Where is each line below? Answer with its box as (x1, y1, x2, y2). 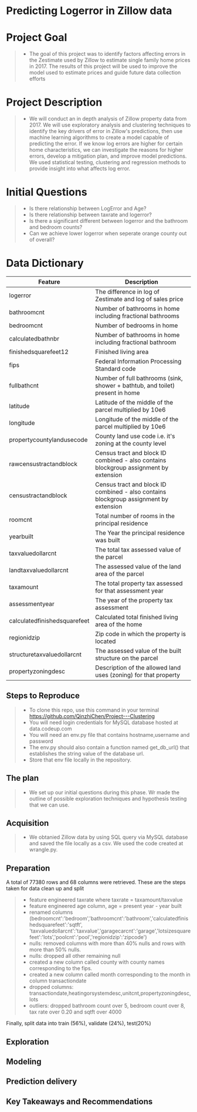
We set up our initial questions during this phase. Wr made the (29, 788, 180, 795)
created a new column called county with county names (29, 958, 165, 965)
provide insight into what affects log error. (29, 165, 131, 172)
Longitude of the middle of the (95, 415, 179, 423)
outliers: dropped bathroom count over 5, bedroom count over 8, (29, 1002, 186, 1009)
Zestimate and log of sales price (95, 295, 184, 303)
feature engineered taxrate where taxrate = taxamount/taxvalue (29, 896, 183, 903)
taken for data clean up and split (6, 885, 84, 892)
